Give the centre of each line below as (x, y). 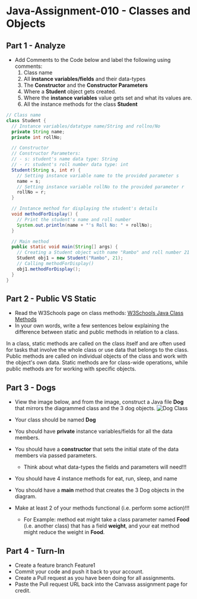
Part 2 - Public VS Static (51, 299)
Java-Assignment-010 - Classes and (99, 11)
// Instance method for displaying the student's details (85, 209)
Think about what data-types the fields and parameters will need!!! (105, 467)
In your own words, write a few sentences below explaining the (92, 326)
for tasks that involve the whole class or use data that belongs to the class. (97, 350)
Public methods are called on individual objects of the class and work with (97, 356)
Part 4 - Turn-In (36, 551)
